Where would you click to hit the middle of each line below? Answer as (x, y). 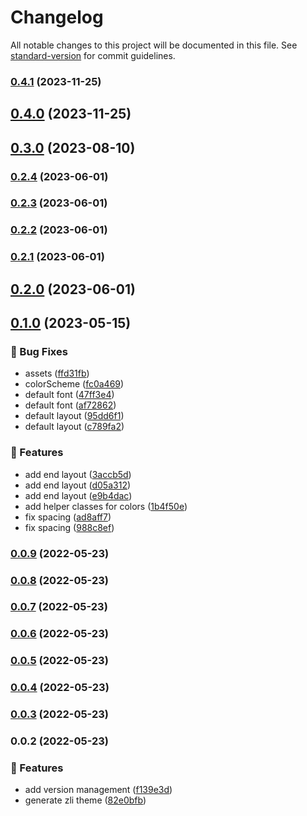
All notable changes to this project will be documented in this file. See (154, 45)
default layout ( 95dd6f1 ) (74, 416)
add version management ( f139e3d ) (98, 790)
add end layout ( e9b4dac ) (78, 495)
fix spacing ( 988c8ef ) (69, 527)
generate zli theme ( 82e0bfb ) (85, 800)
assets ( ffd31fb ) (57, 373)
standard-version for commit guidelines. (93, 55)
